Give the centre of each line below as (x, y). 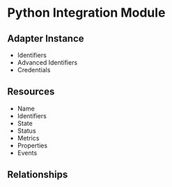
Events (27, 153)
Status (26, 131)
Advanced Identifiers (47, 63)
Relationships (38, 175)
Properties (32, 145)
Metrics (28, 138)
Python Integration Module (86, 13)
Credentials (34, 70)
